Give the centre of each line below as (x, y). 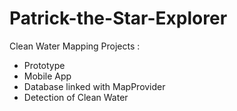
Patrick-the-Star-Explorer (118, 18)
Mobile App (47, 76)
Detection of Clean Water (76, 97)
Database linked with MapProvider (94, 86)
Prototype (44, 65)
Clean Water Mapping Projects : (75, 46)
